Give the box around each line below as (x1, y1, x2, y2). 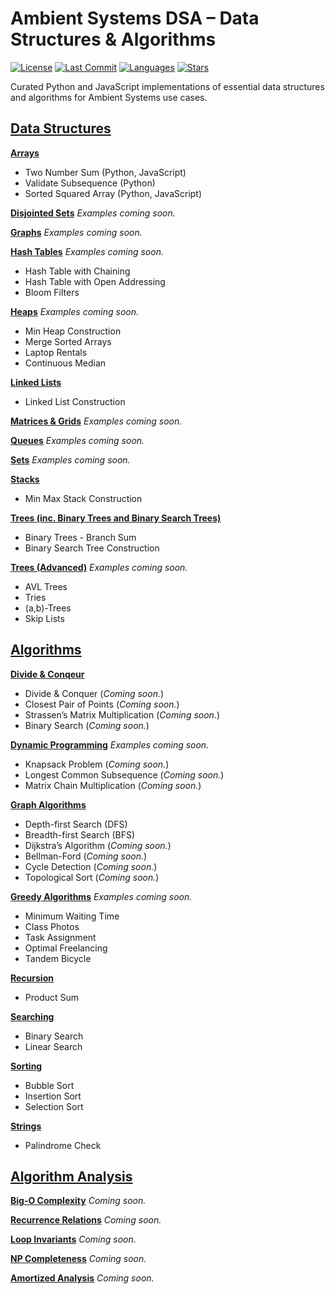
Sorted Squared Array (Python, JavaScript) (24, 187, 203, 199)
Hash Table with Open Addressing (24, 275, 166, 287)
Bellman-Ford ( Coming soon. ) (24, 850, 148, 862)
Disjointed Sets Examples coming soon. (10, 207, 176, 219)
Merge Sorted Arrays (24, 335, 112, 347)
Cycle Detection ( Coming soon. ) (24, 860, 158, 872)
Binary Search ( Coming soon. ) (24, 719, 150, 731)
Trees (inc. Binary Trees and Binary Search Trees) (10, 512, 222, 524)
